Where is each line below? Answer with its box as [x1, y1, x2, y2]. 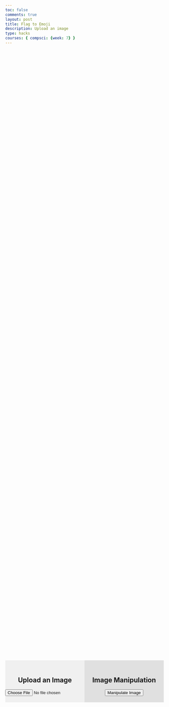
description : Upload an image [5, 26, 69, 31]
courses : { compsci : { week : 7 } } [5, 36, 75, 41]
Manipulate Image [107, 690, 141, 695]
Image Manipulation [92, 676, 156, 684]
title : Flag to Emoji [5, 21, 51, 27]
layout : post [5, 17, 33, 22]
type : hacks [5, 31, 30, 36]
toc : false [5, 7, 28, 13]
